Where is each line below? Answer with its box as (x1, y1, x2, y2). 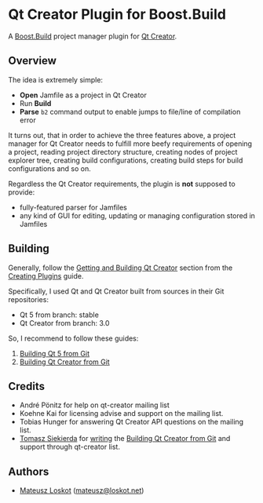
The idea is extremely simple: (8, 75, 104, 84)
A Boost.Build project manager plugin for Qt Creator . (8, 31, 177, 41)
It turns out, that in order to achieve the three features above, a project (8, 130, 236, 140)
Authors (8, 465, 49, 478)
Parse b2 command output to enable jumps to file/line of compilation (19, 107, 241, 116)
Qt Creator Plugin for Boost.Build (8, 5, 226, 24)
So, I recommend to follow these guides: (8, 334, 139, 343)
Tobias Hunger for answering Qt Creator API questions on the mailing (19, 417, 244, 427)
